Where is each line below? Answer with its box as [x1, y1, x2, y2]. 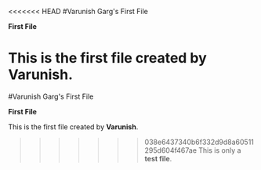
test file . [144, 154, 172, 163]
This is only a [198, 145, 241, 155]
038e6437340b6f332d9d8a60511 [144, 137, 255, 146]
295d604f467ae [144, 145, 198, 155]
